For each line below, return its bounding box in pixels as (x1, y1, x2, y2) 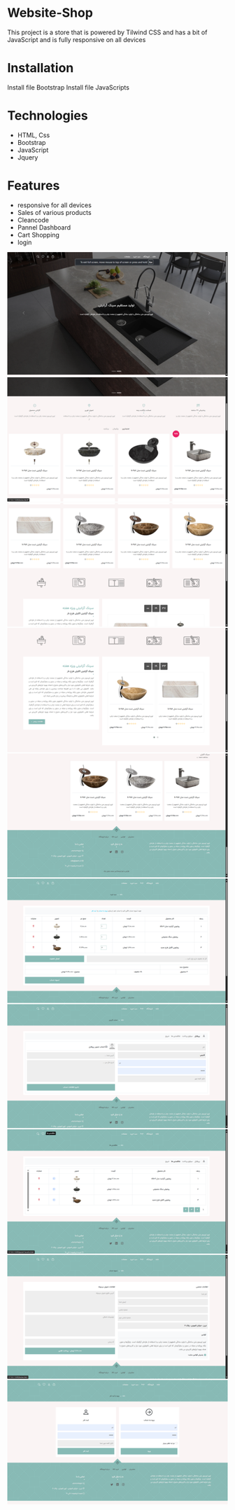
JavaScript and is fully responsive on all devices (7, 35, 146, 43)
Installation (7, 60, 74, 76)
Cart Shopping (17, 230, 59, 239)
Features (7, 178, 60, 193)
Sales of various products (17, 208, 92, 216)
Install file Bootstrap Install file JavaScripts (7, 83, 129, 92)
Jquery (17, 153, 38, 162)
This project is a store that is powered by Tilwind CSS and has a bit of (7, 28, 208, 36)
